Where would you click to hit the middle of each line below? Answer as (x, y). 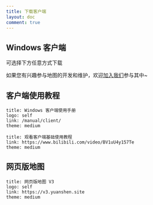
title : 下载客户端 (26, 11)
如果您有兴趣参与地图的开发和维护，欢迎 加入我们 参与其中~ (77, 75)
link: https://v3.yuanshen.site (45, 192)
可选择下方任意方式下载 (34, 63)
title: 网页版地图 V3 (30, 182)
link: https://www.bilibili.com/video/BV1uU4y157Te (70, 142)
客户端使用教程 (33, 95)
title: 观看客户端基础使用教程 (39, 137)
